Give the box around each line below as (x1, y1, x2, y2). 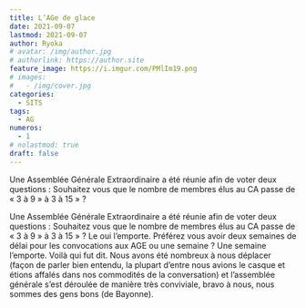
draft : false (9, 149, 59, 158)
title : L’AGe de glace (9, 13, 96, 23)
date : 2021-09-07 (9, 22, 76, 31)
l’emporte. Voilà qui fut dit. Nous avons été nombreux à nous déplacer (9, 250, 271, 261)
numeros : (9, 124, 43, 133)
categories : (9, 89, 55, 98)
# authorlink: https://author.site (9, 56, 145, 65)
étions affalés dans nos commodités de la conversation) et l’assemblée (9, 269, 276, 280)
